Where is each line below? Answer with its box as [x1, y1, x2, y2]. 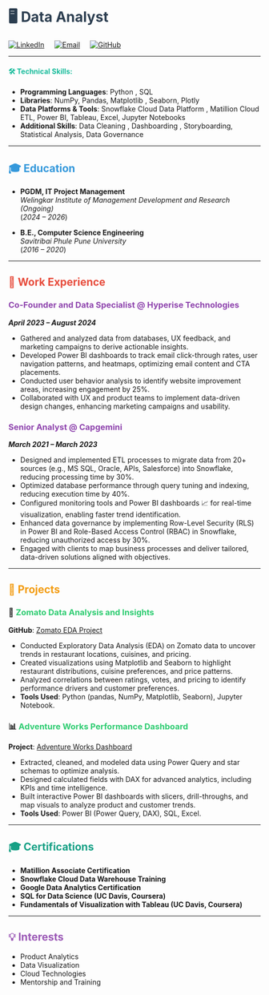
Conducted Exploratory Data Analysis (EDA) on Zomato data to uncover [19, 640, 256, 651]
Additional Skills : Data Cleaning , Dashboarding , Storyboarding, [19, 121, 234, 131]
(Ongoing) [19, 203, 54, 213]
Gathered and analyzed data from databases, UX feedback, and [19, 333, 231, 343]
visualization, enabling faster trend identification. [19, 510, 182, 519]
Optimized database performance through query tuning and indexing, [19, 480, 250, 490]
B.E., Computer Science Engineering [19, 228, 144, 237]
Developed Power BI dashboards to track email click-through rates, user [19, 350, 258, 360]
